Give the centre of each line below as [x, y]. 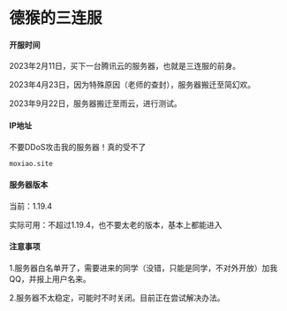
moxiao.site [31, 163]
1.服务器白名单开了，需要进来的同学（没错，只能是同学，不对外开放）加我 [143, 268]
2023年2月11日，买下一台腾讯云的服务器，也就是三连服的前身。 [125, 66]
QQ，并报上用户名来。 [50, 278]
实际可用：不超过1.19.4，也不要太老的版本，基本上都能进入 [116, 224]
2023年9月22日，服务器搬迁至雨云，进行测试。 [96, 103]
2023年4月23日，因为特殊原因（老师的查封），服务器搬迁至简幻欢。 [132, 85]
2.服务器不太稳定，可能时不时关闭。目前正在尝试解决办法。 [117, 298]
